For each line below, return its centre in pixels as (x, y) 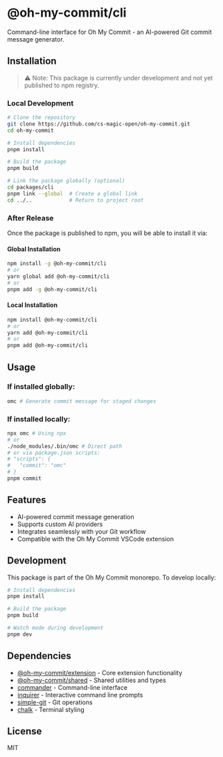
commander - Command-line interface (72, 687)
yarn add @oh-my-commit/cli (48, 333)
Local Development (41, 103)
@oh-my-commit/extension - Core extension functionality (100, 672)
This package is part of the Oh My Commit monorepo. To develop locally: (111, 577)
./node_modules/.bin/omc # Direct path (65, 446)
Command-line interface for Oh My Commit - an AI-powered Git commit (110, 32)
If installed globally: (41, 387)
